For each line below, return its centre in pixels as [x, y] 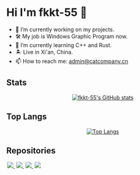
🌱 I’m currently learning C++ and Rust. [63, 45]
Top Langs [27, 117]
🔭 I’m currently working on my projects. [65, 29]
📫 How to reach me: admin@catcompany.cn [72, 61]
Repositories [31, 150]
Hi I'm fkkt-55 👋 [47, 13]
